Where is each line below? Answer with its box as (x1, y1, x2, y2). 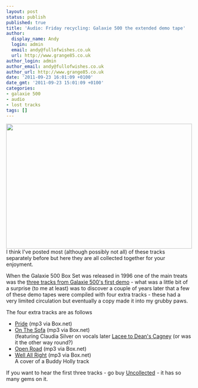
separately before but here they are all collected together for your (6, 255, 166, 262)
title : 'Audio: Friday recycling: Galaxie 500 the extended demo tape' (6, 25, 186, 31)
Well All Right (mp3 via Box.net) (14, 351, 91, 359)
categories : (6, 86, 35, 91)
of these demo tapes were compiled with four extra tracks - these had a (6, 291, 181, 298)
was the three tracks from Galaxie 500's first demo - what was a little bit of (6, 278, 189, 286)
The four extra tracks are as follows (6, 309, 93, 316)
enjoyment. (6, 261, 34, 268)
